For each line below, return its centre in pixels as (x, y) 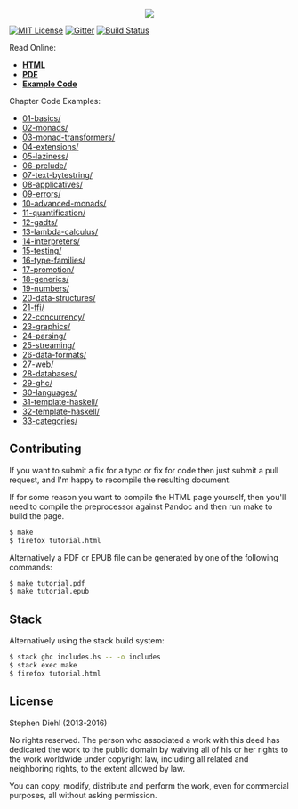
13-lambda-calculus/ (60, 232)
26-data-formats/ (54, 355)
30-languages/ (49, 392)
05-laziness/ (45, 156)
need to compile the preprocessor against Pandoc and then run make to (141, 506)
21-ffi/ (33, 307)
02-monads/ (45, 128)
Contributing (45, 449)
